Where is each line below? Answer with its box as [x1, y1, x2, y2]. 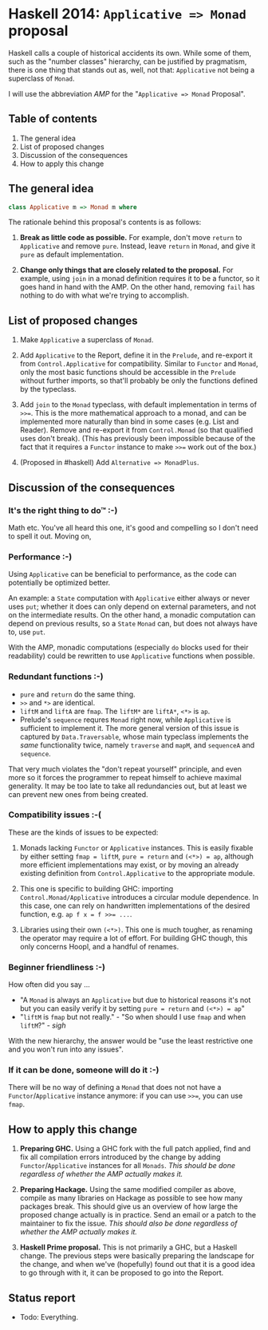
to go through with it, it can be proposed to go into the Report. [19, 1268, 224, 1277]
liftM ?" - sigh [19, 1020, 66, 1030]
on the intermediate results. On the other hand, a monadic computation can [8, 610, 256, 620]
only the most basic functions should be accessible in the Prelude [19, 368, 237, 377]
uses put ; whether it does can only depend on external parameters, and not [8, 602, 257, 611]
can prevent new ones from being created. [8, 789, 149, 799]
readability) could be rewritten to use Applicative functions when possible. [8, 651, 255, 661]
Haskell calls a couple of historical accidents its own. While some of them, [8, 48, 252, 57]
